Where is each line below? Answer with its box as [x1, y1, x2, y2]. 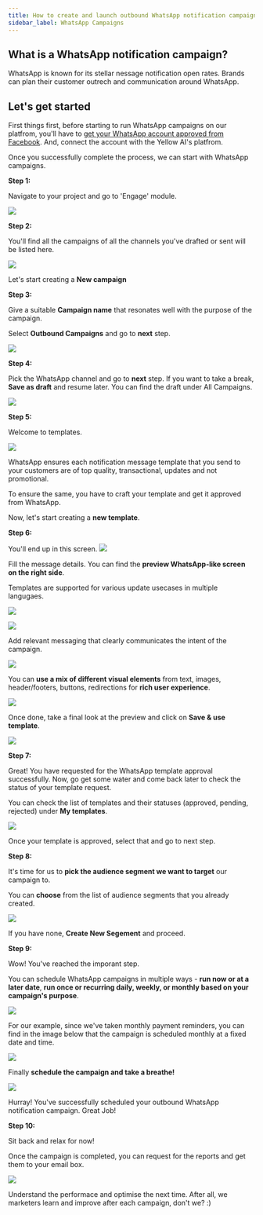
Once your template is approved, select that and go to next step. [8, 836, 216, 846]
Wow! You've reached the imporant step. [8, 959, 139, 968]
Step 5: [8, 412, 33, 422]
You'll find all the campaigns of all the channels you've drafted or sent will [8, 236, 247, 246]
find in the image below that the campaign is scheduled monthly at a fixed [8, 1030, 247, 1039]
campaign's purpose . [8, 991, 80, 1001]
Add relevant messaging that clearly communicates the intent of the [8, 636, 227, 646]
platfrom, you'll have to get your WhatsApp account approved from [8, 129, 225, 138]
